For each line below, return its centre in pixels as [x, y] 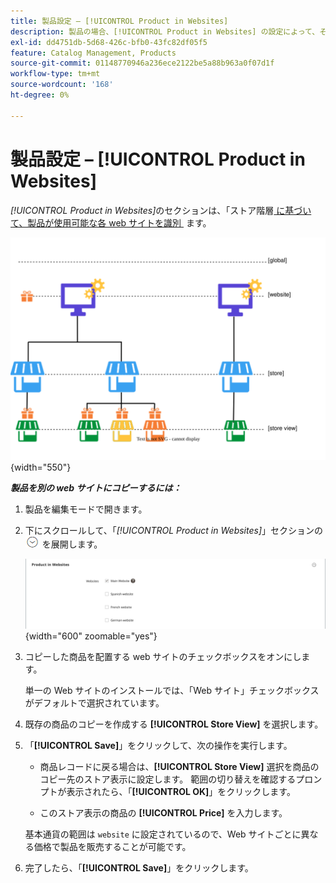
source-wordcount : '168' [62, 85]
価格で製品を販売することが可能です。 [112, 847]
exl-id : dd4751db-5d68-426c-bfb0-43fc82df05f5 [109, 42]
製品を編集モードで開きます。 [86, 509]
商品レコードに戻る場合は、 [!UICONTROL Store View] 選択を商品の [179, 767]
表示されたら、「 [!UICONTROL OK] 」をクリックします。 [181, 792]
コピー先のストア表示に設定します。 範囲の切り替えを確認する [168, 779]
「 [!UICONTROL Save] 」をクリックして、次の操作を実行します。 [158, 746]
